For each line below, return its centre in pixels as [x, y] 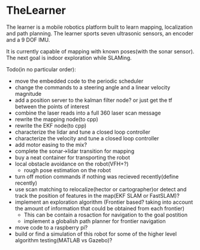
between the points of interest [52, 106]
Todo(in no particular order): [41, 69]
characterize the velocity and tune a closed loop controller [87, 138]
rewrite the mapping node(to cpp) [57, 119]
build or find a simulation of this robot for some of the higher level [96, 234]
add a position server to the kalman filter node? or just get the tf [93, 100]
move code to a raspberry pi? [51, 227]
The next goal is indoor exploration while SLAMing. [69, 58]
